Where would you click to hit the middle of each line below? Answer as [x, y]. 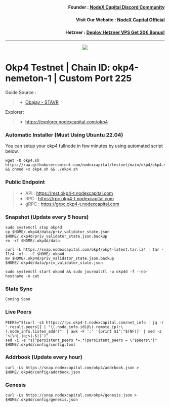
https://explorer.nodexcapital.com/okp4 [67, 122]
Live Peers [18, 312]
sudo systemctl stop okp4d [34, 227]
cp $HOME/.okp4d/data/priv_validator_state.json [57, 232]
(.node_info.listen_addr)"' [35, 331]
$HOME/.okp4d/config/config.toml [40, 345]
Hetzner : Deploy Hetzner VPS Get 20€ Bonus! [115, 32]
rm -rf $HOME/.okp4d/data [32, 241]
